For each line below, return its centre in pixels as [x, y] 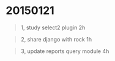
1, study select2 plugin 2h [53, 27]
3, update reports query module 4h [65, 51]
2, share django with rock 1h [56, 39]
